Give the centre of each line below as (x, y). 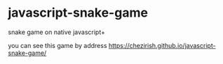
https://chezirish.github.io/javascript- (162, 45)
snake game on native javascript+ (57, 32)
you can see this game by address (58, 45)
